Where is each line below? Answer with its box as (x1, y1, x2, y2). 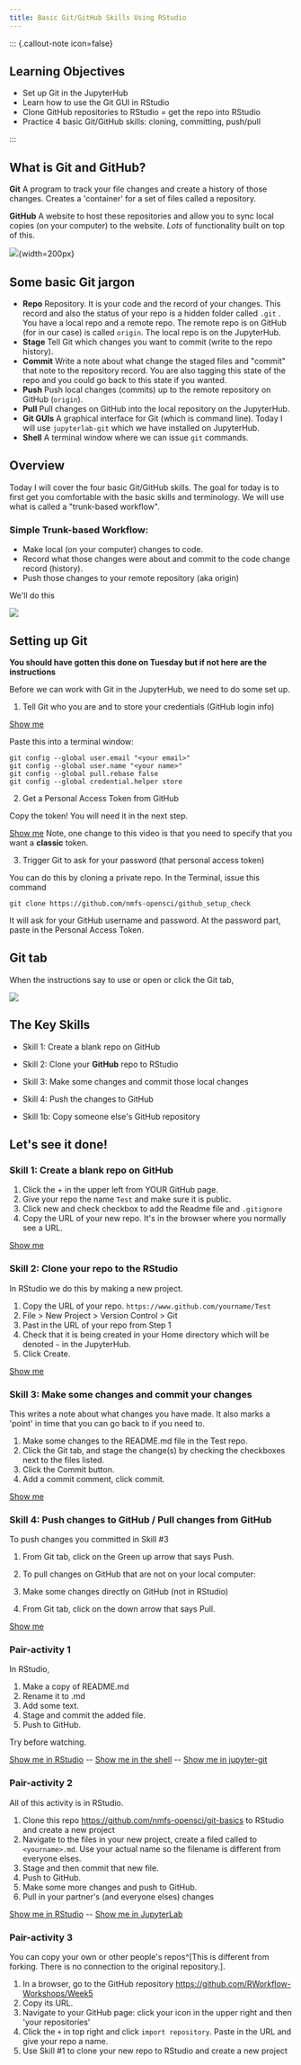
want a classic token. (9, 837, 89, 848)
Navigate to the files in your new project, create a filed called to (22, 1834, 258, 1845)
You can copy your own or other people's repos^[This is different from (9, 1952, 270, 1962)
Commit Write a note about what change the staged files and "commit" (22, 356, 286, 367)
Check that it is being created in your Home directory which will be (22, 1328, 270, 1340)
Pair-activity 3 (9, 1931, 74, 1944)
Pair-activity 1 (9, 1643, 71, 1656)
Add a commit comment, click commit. (22, 1473, 165, 1484)
